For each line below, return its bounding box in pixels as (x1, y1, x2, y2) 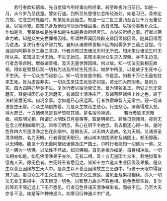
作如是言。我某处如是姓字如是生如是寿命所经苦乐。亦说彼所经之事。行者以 (5, 29, 158, 35)
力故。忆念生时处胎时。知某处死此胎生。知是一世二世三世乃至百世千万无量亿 (5, 17, 162, 22)
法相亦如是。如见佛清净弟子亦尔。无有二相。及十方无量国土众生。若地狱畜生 (5, 153, 162, 159)
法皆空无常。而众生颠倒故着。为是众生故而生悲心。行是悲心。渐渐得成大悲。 (5, 104, 162, 109)
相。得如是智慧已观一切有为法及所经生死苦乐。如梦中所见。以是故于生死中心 (5, 67, 162, 72)
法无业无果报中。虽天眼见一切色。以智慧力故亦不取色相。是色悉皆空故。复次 (5, 178, 162, 184)
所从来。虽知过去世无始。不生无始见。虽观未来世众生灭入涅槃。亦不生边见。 (5, 54, 162, 60)
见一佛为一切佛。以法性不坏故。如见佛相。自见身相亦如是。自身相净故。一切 (5, 147, 162, 153)
